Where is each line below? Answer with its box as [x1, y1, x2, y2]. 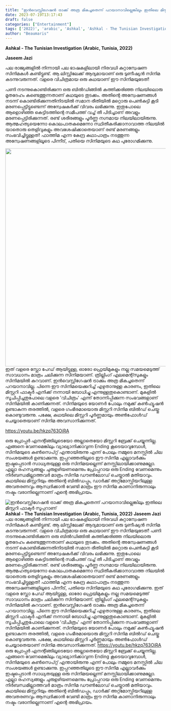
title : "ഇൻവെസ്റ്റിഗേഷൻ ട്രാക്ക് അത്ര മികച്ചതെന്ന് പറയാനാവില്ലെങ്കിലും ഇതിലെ [5, 7, 159, 13]
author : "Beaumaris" [5, 31, 49, 36]
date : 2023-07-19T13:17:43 [5, 12, 63, 17]
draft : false [5, 17, 33, 22]
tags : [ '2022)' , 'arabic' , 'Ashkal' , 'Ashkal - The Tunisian [5, 26, 138, 32]
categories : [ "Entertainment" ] [5, 21, 72, 27]
